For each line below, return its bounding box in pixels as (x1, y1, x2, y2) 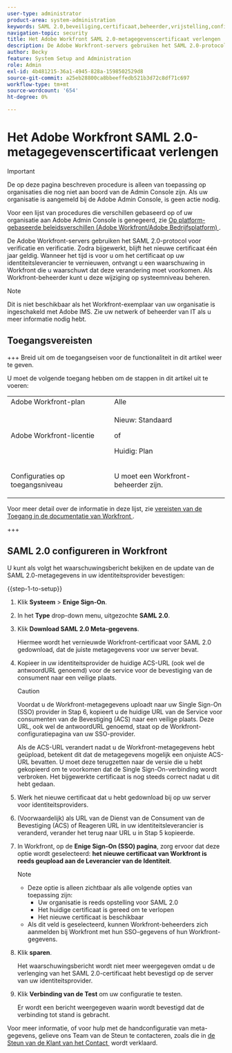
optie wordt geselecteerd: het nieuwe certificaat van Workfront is (17, 849, 207, 857)
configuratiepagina (17, 729, 71, 738)
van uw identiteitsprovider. (17, 976, 93, 985)
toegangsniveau (10, 480, 64, 490)
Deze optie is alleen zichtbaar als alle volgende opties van (27, 883, 193, 892)
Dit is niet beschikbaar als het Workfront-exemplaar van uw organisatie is (7, 300, 215, 308)
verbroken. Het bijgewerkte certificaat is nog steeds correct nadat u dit (17, 772, 220, 781)
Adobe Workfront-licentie (10, 430, 95, 440)
